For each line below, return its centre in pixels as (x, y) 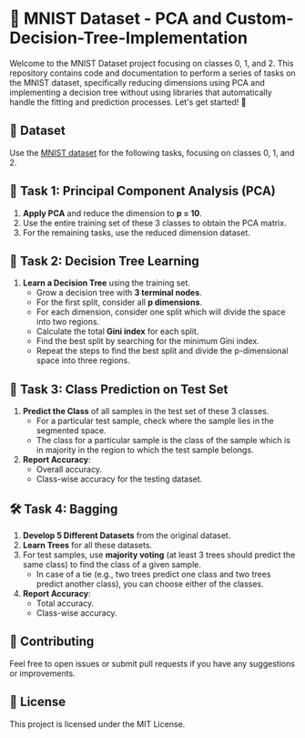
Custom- (259, 19)
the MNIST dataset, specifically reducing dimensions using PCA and (137, 82)
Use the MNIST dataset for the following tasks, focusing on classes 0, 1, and (152, 152)
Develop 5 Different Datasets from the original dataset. (127, 535)
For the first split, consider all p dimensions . (119, 302)
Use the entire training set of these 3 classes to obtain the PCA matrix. (154, 223)
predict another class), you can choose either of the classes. (150, 584)
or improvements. (42, 673)
